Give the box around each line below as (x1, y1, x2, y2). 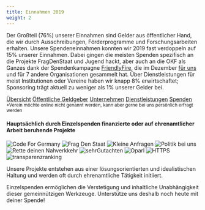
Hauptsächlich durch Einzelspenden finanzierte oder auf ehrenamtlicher (6, 120, 195, 127)
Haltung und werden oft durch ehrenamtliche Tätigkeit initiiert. (6, 171, 163, 179)
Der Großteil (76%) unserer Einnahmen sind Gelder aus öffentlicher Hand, (6, 31, 192, 39)
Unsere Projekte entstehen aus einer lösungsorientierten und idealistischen (6, 165, 196, 172)
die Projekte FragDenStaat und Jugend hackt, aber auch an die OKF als (6, 58, 186, 65)
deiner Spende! (6, 197, 45, 204)
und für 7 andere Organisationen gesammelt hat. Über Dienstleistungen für (6, 70, 195, 78)
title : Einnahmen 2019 (6, 9, 64, 15)
